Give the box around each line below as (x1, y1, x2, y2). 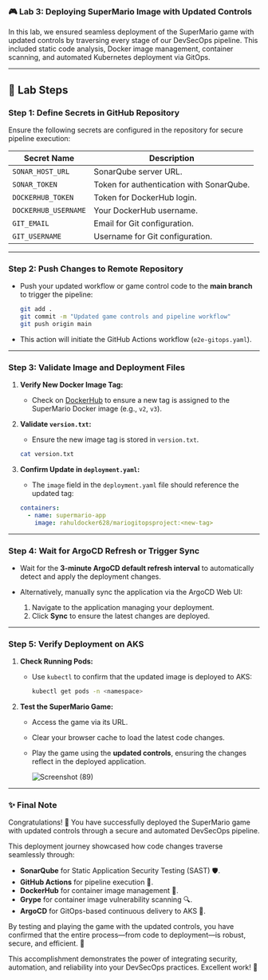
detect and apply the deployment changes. (19, 572, 162, 581)
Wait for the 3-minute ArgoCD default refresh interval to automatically (19, 564, 254, 573)
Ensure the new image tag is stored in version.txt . (31, 435, 199, 444)
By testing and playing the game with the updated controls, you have (8, 922, 235, 931)
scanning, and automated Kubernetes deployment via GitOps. (8, 53, 211, 62)
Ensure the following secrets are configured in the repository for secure (8, 125, 243, 135)
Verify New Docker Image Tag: (19, 380, 124, 390)
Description (148, 152, 195, 163)
